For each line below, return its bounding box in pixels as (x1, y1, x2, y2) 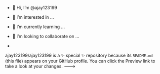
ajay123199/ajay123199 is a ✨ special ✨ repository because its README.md (5, 52, 153, 58)
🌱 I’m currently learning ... (12, 24, 65, 30)
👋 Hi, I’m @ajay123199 (12, 5, 58, 10)
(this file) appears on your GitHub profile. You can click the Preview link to (5, 58, 156, 64)
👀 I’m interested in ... (12, 14, 54, 20)
